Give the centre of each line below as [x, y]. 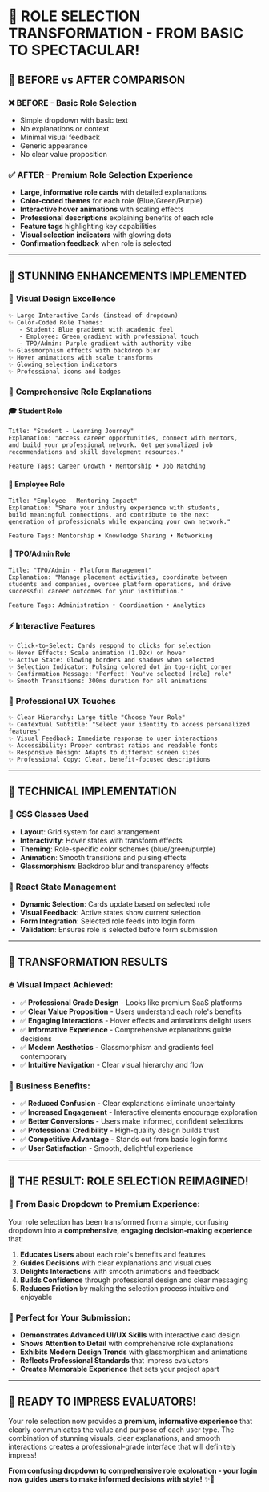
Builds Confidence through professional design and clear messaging [134, 1280]
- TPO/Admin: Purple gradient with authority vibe [105, 344]
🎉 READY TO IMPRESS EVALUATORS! [102, 1402]
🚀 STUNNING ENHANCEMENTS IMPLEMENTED [127, 276]
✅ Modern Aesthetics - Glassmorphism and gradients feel [116, 1047]
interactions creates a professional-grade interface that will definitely [122, 1446]
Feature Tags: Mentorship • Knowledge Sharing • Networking [111, 536]
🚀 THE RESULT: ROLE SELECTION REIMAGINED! [128, 1182]
